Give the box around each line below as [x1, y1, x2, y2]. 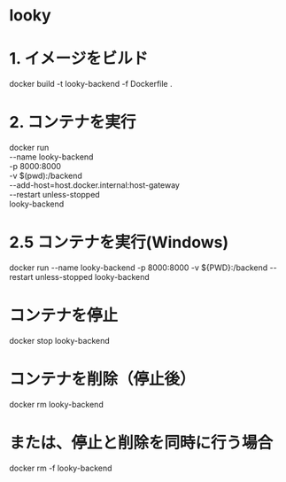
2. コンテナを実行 [9, 113, 136, 133]
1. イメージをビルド [9, 49, 149, 69]
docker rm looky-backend [9, 399, 104, 409]
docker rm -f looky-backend [9, 463, 112, 473]
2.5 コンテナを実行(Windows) [9, 232, 228, 253]
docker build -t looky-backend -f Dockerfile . [9, 79, 173, 89]
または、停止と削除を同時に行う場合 [9, 433, 274, 453]
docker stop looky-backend [9, 335, 111, 346]
